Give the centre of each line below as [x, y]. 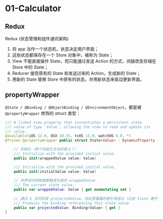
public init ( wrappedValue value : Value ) [55, 158]
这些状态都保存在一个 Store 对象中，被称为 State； [63, 55]
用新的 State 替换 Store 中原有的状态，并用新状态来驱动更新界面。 [78, 79]
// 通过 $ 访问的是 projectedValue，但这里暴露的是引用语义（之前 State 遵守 [86, 199]
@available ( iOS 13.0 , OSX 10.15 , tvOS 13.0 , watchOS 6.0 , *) [68, 136]
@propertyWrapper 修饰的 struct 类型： [43, 113]
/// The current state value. [44, 185]
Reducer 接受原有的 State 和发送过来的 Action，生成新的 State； [76, 73]
